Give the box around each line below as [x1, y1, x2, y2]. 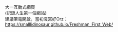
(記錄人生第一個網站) [5, 10, 47, 16]
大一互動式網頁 [5, 4, 35, 10]
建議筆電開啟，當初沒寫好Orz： [5, 16, 68, 21]
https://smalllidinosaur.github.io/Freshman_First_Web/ [5, 21, 113, 27]
